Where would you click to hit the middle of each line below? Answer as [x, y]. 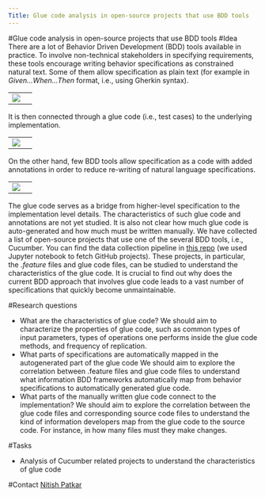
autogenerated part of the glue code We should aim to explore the [127, 362]
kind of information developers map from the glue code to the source [132, 422]
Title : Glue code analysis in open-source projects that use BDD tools [129, 15]
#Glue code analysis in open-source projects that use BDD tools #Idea [123, 38]
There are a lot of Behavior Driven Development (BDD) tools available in [125, 46]
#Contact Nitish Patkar [45, 484]
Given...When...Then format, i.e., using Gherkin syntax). [98, 80]
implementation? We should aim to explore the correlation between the [135, 404]
